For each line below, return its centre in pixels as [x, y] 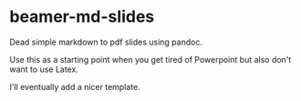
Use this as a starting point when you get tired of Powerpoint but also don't [150, 59]
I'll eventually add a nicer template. [75, 86]
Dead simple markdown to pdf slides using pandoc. [106, 42]
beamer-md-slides [82, 17]
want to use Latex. [44, 69]
